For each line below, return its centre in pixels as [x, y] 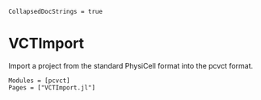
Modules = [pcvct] [39, 81]
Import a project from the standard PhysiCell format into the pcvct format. [131, 65]
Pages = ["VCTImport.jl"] [52, 87]
